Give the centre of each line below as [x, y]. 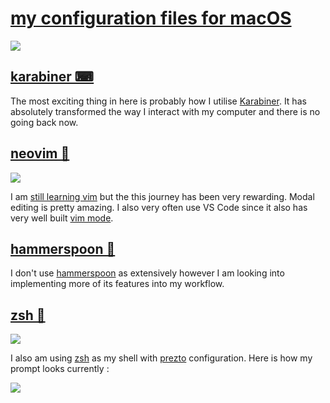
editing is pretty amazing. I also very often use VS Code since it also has [159, 207]
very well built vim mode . [62, 218]
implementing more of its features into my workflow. [117, 284]
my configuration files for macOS [151, 18]
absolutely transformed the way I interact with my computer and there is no [165, 111]
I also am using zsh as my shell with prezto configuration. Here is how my [161, 358]
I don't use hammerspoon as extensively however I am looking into [147, 273]
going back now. [44, 122]
